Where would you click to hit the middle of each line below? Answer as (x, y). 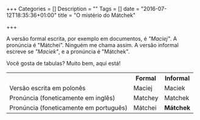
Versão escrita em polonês (48, 88)
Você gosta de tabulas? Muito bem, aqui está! (64, 63)
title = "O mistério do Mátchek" (96, 15)
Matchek (177, 98)
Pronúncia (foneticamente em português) (68, 108)
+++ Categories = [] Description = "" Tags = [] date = (73, 9)
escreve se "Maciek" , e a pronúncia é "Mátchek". (68, 52)
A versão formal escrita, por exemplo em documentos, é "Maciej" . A (92, 38)
